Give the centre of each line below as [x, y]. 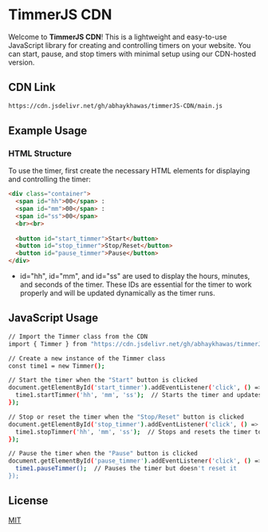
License [28, 501]
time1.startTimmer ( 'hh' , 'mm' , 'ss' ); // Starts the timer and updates [139, 395]
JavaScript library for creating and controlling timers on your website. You [130, 45]
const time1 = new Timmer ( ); [57, 366]
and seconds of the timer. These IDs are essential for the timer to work [136, 284]
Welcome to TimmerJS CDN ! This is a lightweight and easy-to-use [118, 37]
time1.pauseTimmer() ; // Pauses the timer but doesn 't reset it [126, 469]
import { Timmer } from [48, 344]
